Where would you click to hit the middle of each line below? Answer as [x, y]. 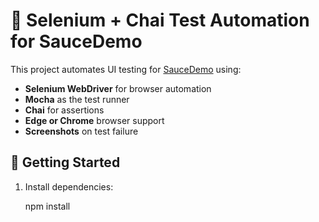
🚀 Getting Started [65, 162]
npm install [47, 206]
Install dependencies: [69, 186]
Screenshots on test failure [81, 131]
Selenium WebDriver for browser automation [118, 88]
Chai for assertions [64, 110]
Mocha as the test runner [77, 99]
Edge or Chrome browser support [94, 120]
